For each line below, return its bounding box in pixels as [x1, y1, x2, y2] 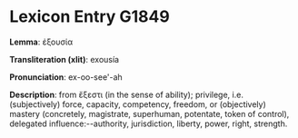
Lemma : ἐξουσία [9, 36, 74, 47]
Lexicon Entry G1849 [9, 6, 170, 27]
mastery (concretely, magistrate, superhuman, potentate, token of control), [9, 108, 290, 119]
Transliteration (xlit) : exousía [9, 54, 120, 64]
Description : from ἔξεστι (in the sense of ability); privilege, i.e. [9, 89, 243, 100]
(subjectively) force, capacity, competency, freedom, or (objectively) [9, 98, 266, 110]
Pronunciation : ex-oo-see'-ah [9, 71, 123, 83]
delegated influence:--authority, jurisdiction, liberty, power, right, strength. [9, 118, 288, 129]
